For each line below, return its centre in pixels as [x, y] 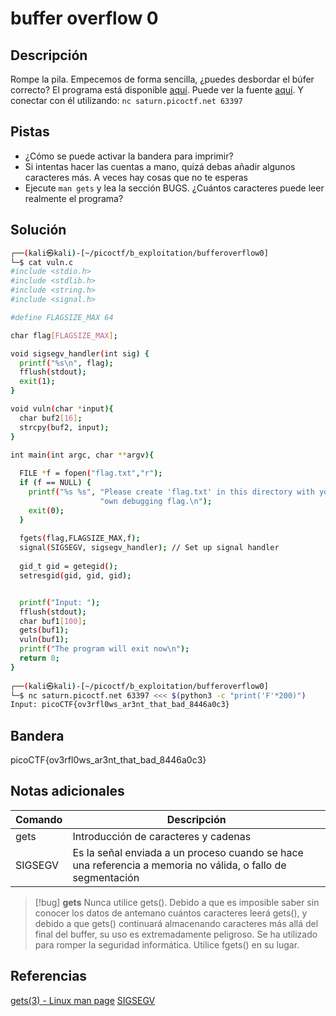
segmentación [106, 877]
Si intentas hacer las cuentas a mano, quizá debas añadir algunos [160, 166]
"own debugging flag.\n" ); [156, 501]
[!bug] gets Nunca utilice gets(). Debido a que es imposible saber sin [177, 902]
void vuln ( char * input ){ [62, 409]
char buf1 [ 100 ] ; [53, 621]
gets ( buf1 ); [44, 630]
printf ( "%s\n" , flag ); [66, 363]
